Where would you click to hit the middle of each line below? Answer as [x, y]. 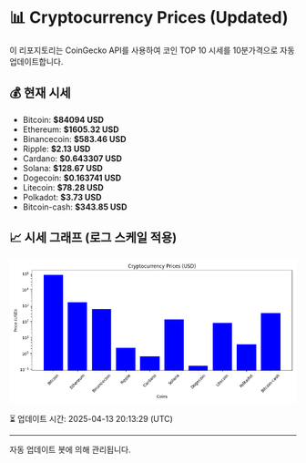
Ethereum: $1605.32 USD [71, 129]
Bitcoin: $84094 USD [63, 119]
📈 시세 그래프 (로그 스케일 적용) [93, 238]
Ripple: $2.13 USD [56, 149]
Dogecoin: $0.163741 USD [71, 178]
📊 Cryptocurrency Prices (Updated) [149, 18]
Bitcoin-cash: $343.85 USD [75, 207]
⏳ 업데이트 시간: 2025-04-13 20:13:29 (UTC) [91, 418]
